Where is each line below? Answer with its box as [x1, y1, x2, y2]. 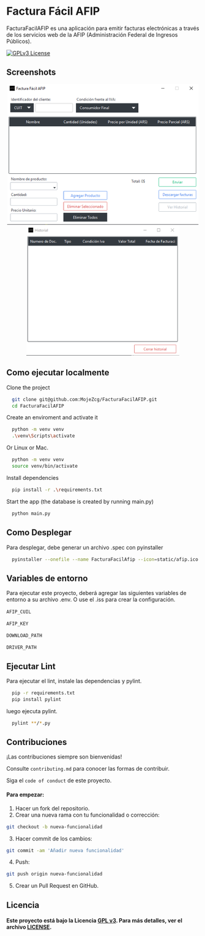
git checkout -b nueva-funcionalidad [6, 823, 103, 830]
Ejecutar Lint [6, 661, 56, 672]
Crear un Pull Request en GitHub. [15, 882, 99, 889]
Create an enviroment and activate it [6, 414, 98, 421]
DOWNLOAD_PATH [6, 632, 43, 639]
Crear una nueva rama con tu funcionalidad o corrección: [15, 811, 160, 818]
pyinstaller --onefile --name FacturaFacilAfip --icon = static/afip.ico [12, 556, 199, 563]
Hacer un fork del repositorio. [15, 804, 90, 812]
